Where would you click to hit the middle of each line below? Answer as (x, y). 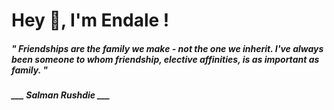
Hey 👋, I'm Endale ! (90, 20)
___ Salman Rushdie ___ (61, 95)
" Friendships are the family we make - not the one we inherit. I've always (167, 48)
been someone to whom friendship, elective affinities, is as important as (165, 59)
